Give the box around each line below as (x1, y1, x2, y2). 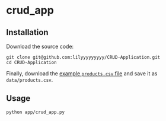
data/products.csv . (6, 77, 53, 83)
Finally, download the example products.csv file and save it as (6, 70, 158, 77)
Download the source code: (6, 43, 74, 50)
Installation (6, 27, 49, 37)
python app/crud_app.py (6, 109, 65, 115)
